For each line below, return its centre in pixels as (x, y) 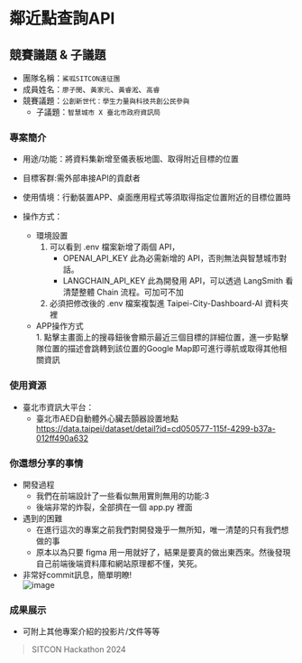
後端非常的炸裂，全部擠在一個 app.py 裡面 (114, 507)
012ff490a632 (62, 438)
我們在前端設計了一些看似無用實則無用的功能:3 (123, 495)
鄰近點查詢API (62, 19)
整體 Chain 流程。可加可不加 (132, 292)
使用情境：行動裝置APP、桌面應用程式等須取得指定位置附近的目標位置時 (156, 197)
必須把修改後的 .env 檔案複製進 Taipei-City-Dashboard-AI (156, 303)
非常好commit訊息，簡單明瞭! (77, 574)
